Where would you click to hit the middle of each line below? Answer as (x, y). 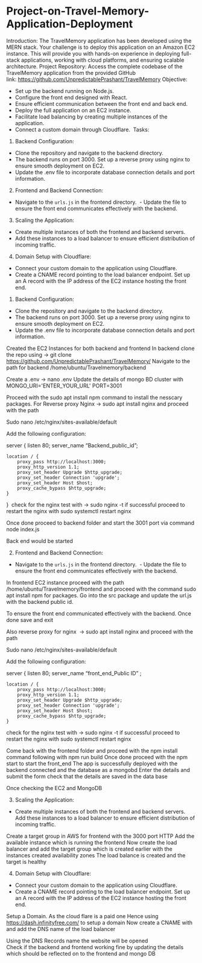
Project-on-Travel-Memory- (78, 11)
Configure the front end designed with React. (71, 97)
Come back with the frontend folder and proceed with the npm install (92, 750)
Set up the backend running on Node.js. (65, 91)
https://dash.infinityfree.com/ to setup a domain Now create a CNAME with (99, 922)
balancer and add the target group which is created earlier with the (90, 849)
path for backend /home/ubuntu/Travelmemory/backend (76, 368)
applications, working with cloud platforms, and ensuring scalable (103, 60)
